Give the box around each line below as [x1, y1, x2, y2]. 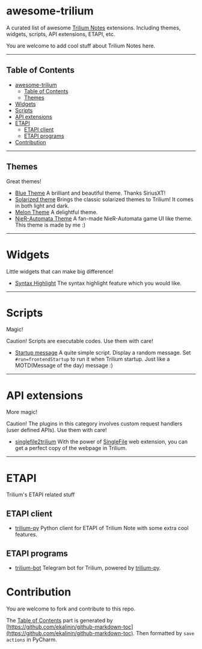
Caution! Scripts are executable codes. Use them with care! [6, 338, 153, 345]
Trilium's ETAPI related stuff [6, 491, 75, 498]
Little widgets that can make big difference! [6, 267, 114, 275]
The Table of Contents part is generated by [6, 617, 113, 624]
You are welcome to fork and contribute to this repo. [6, 605, 136, 612]
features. [14, 531, 38, 538]
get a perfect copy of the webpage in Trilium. [14, 445, 127, 452]
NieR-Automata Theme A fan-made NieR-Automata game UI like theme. [14, 215, 193, 222]
